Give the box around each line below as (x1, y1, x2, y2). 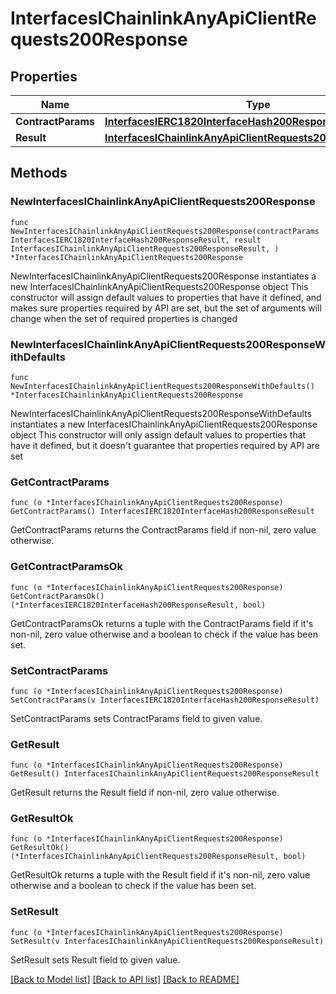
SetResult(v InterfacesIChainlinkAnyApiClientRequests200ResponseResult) (10, 936, 325, 946)
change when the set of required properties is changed (10, 312, 238, 324)
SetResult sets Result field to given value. (10, 953, 181, 966)
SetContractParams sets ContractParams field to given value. (10, 712, 263, 724)
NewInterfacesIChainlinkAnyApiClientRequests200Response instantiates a (10, 270, 317, 282)
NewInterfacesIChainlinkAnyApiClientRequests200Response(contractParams (10, 226, 320, 236)
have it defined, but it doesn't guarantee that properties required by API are (10, 439, 320, 451)
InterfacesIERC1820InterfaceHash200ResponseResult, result (10, 235, 262, 245)
